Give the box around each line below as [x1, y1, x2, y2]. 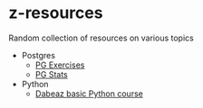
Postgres [21, 49, 56, 60]
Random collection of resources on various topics [8, 32, 194, 43]
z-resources [8, 3, 103, 23]
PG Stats [34, 68, 69, 79]
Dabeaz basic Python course [34, 88, 144, 99]
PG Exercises [34, 59, 85, 70]
